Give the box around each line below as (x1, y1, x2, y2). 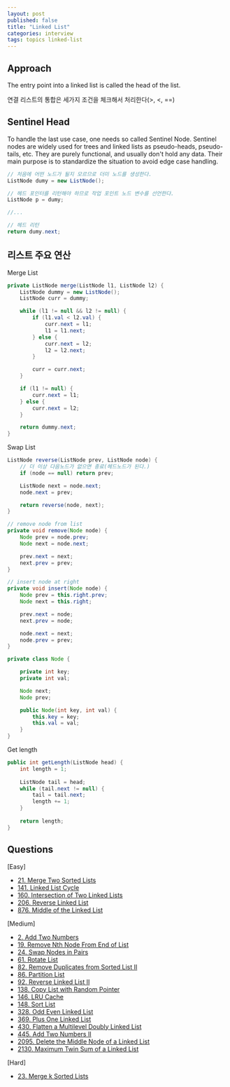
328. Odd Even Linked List (17, 1007, 94, 1015)
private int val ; (20, 675, 71, 682)
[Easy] (7, 862, 26, 870)
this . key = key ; (32, 713, 80, 720)
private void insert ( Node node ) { (7, 585, 108, 593)
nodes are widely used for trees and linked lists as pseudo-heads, (7, 142, 197, 151)
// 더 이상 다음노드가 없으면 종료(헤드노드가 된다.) (20, 464, 150, 471)
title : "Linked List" (7, 23, 71, 30)
